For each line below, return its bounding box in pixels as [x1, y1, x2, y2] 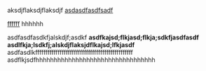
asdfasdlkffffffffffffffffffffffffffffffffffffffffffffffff [7, 49, 133, 56]
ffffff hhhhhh [7, 20, 43, 27]
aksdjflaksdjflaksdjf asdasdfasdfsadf [7, 6, 114, 14]
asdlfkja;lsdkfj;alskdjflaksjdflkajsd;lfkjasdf [7, 41, 135, 49]
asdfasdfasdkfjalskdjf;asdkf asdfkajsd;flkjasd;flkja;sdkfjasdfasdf [7, 33, 200, 41]
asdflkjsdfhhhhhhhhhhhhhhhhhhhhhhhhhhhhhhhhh [7, 56, 156, 64]
